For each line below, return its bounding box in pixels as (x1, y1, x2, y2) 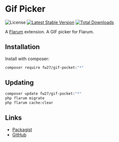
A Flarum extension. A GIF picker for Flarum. (5, 29, 94, 34)
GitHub (12, 132, 27, 138)
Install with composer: (5, 56, 50, 62)
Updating (5, 79, 34, 87)
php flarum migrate (5, 96, 45, 101)
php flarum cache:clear (5, 100, 54, 105)
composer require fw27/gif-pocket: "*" (5, 65, 84, 70)
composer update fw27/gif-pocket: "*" (5, 91, 82, 96)
